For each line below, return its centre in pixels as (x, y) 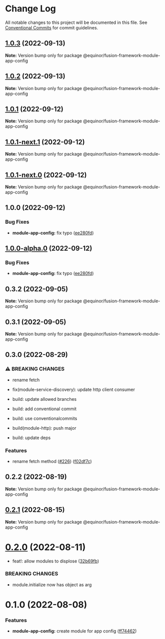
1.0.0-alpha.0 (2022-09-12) (49, 248)
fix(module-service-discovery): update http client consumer (74, 389)
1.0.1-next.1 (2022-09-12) (45, 142)
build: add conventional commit (44, 409)
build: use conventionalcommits (45, 418)
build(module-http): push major (44, 428)
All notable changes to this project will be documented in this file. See (76, 22)
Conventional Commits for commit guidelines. (52, 27)
